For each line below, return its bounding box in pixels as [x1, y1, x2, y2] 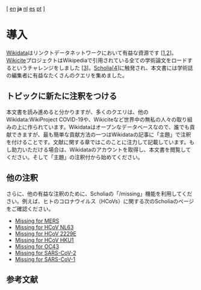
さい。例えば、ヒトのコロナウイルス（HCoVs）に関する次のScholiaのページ [6, 197, 194, 204]
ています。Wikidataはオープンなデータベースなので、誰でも [43, 123, 190, 130]
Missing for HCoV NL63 [14, 223, 74, 231]
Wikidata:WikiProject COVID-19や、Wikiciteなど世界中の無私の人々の [6, 116, 177, 123]
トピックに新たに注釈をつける [6, 91, 117, 101]
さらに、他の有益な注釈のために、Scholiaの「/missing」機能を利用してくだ [6, 190, 193, 197]
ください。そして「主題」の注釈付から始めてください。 [6, 153, 143, 160]
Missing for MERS [14, 217, 60, 224]
